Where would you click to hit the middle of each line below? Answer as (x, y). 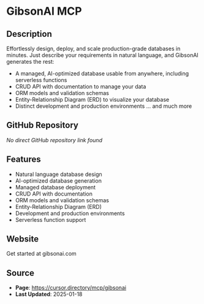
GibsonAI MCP (44, 11)
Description (29, 34)
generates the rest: (30, 62)
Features (24, 160)
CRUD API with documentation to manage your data (81, 86)
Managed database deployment (55, 187)
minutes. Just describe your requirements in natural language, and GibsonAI (103, 55)
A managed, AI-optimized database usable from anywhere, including (102, 74)
